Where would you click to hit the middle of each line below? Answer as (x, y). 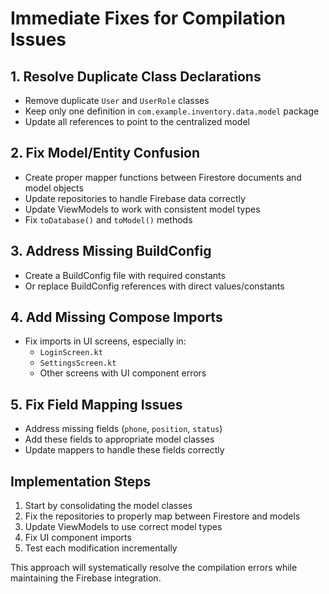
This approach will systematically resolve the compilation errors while (154, 568)
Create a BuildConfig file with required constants (125, 275)
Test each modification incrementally (101, 548)
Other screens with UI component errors (123, 373)
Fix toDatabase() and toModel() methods (108, 219)
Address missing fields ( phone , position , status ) (123, 429)
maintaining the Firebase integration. (86, 578)
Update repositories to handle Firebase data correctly (135, 198)
